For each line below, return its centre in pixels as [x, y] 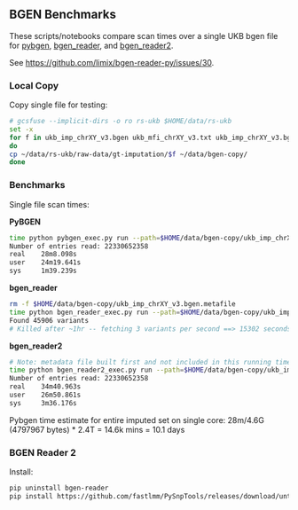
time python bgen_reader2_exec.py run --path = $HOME [106, 370]
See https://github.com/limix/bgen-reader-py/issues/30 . [112, 62]
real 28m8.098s [43, 255]
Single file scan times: [50, 204]
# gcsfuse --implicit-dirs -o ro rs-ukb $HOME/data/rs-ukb [121, 122]
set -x [21, 129]
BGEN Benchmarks [63, 15]
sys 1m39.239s [43, 271]
